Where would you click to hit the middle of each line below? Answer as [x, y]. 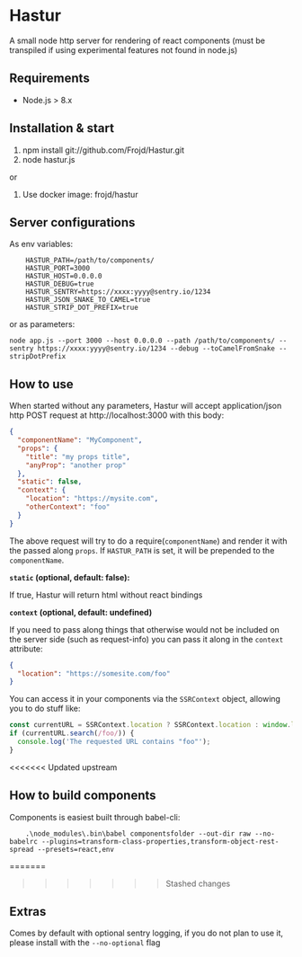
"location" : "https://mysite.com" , [92, 499]
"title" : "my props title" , [78, 456]
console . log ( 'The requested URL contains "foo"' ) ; [114, 742]
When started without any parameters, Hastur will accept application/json [146, 406]
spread [22, 849]
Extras [28, 912]
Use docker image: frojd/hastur [80, 194]
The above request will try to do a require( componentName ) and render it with [148, 541]
